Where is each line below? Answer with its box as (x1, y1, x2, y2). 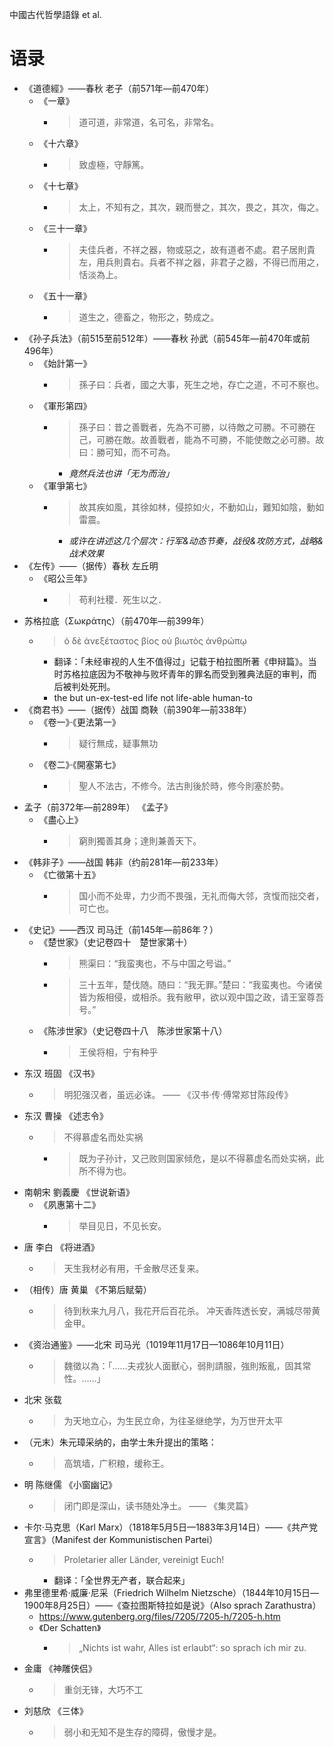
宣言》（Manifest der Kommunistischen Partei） (23, 1533, 219, 1545)
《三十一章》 (38, 222, 92, 234)
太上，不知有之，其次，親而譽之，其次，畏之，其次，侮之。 (78, 201, 325, 213)
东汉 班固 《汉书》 (23, 1067, 100, 1079)
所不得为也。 (78, 1164, 132, 1177)
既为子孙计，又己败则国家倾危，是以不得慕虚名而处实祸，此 (78, 1152, 325, 1164)
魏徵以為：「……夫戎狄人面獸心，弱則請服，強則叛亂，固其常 (63, 1359, 312, 1372)
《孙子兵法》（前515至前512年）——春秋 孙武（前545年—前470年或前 (23, 332, 311, 344)
